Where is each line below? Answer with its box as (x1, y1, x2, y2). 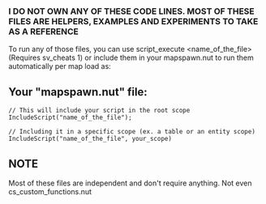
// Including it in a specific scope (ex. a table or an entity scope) (8, 128, 255, 136)
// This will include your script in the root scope (8, 107, 191, 115)
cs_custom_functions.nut (8, 186, 92, 196)
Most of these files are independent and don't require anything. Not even (8, 178, 252, 188)
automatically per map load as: (8, 62, 111, 71)
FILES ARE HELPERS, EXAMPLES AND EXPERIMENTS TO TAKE (8, 15, 259, 27)
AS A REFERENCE (8, 26, 79, 37)
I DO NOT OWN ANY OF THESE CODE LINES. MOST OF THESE (8, 6, 255, 17)
